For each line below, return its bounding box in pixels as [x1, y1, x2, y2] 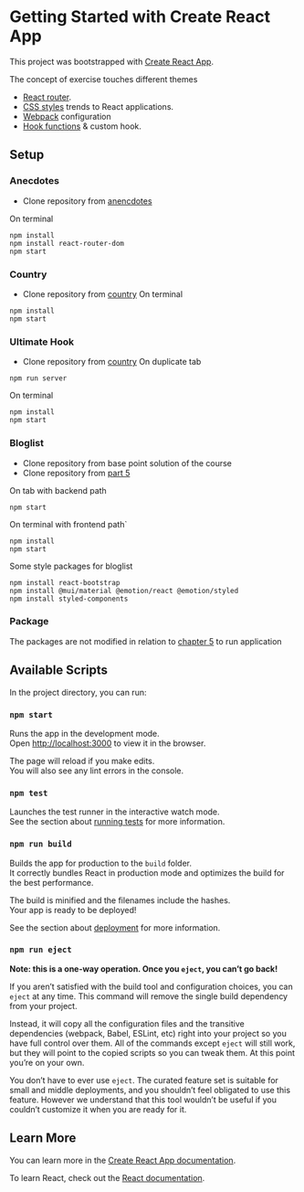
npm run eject [9, 944, 72, 955]
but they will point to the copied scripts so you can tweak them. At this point [9, 1047, 295, 1058]
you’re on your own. [9, 1057, 85, 1068]
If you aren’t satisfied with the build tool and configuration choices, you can [9, 981, 294, 992]
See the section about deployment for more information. [9, 921, 221, 933]
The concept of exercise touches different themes [9, 73, 198, 84]
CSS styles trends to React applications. [22, 101, 174, 112]
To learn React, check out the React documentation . [9, 1172, 205, 1183]
